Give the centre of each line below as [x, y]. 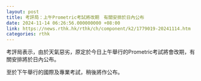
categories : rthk [28, 34]
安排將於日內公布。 [35, 59]
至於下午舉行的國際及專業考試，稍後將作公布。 [64, 72]
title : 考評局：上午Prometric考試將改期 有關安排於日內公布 [75, 17]
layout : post [23, 12]
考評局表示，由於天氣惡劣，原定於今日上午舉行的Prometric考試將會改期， [98, 52]
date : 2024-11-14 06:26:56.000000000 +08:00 [63, 23]
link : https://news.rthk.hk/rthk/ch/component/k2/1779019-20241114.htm [98, 28]
